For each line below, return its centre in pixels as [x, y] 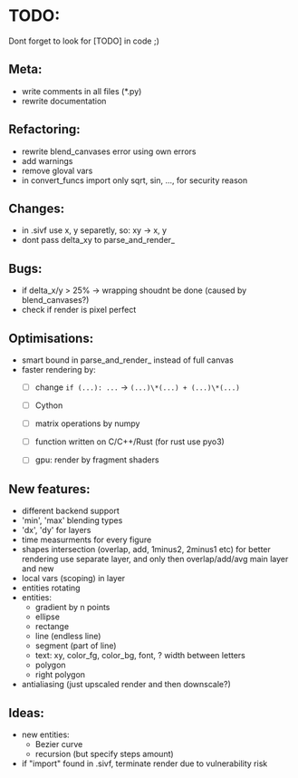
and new [38, 569]
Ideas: [26, 713]
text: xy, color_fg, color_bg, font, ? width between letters [140, 656]
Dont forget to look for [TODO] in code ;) [84, 41]
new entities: [45, 734]
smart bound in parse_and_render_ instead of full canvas [128, 360]
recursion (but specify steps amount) [104, 754]
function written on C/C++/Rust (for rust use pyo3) [130, 442]
